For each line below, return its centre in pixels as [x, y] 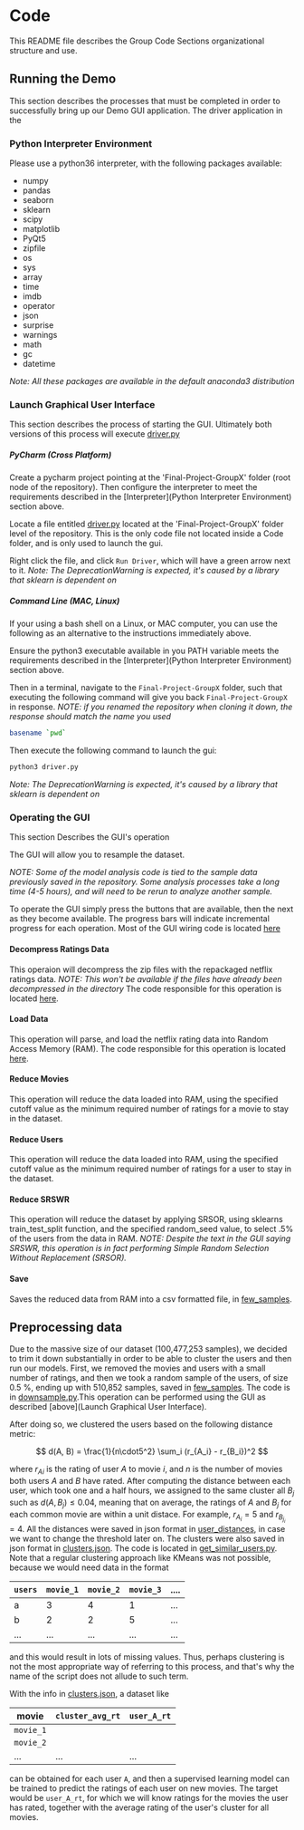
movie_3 [145, 1589]
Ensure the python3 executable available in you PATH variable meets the [144, 651]
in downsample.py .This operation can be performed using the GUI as [138, 1397]
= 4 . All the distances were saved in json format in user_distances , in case [147, 1528]
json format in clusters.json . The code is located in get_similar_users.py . [143, 1548]
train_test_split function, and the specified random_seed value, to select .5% [152, 1229]
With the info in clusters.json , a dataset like [90, 1693]
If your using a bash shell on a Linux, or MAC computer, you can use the [143, 624]
